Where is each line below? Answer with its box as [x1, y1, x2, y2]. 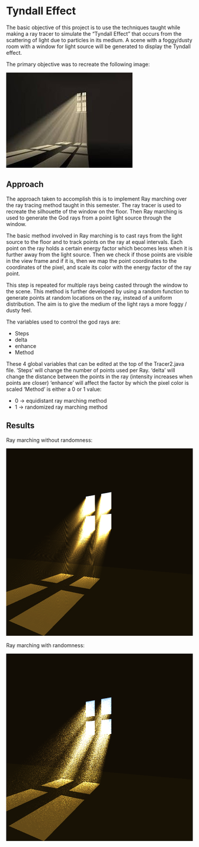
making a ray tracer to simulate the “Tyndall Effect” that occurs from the [6, 30, 182, 37]
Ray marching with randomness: [6, 641, 85, 649]
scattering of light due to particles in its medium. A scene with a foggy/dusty [6, 36, 192, 43]
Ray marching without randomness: [6, 436, 93, 444]
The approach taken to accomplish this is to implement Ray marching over [6, 195, 187, 202]
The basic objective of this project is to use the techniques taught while [6, 24, 181, 31]
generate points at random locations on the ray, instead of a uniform [6, 294, 172, 301]
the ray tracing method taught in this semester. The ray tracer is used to [6, 201, 182, 209]
